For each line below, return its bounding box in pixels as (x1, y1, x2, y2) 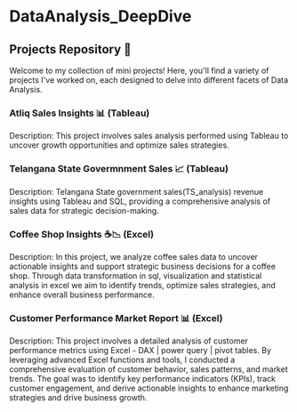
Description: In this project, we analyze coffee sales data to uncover (9, 251, 259, 262)
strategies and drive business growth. (9, 392, 148, 403)
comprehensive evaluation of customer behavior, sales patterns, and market (9, 364, 288, 375)
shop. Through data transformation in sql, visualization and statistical (9, 270, 262, 281)
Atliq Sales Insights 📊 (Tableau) (9, 107, 150, 119)
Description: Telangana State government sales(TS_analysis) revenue (9, 186, 264, 197)
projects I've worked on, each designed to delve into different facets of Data (9, 75, 289, 85)
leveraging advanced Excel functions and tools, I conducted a (9, 354, 236, 366)
